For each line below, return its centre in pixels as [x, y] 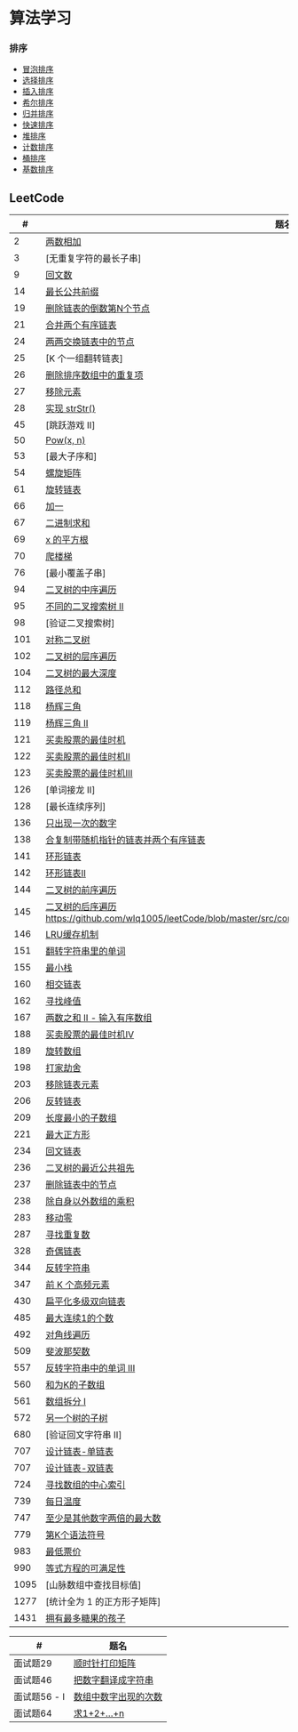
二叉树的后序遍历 [81, 906]
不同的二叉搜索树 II [85, 607]
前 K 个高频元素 [78, 1285]
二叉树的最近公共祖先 [90, 1168]
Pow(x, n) [66, 440]
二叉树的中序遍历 [81, 590]
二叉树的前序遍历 [81, 890]
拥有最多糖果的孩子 [86, 1618]
